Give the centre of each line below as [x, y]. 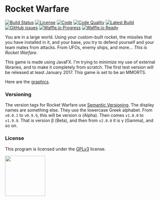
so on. [11, 126]
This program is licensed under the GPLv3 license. [55, 149]
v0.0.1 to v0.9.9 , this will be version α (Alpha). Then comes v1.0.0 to [74, 115]
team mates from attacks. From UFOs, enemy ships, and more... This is [76, 47]
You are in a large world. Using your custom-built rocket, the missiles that [79, 37]
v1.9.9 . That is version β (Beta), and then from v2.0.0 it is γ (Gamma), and [79, 121]
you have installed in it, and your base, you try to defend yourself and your [80, 42]
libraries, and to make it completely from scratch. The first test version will [80, 67]
